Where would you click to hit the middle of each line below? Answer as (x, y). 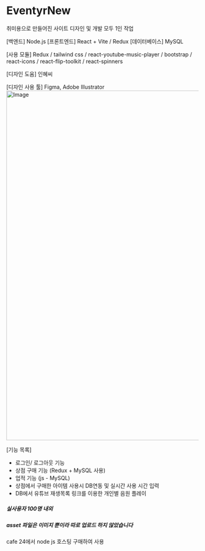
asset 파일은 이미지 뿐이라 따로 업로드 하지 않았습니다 (70, 525)
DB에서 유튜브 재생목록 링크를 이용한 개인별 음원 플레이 (81, 493)
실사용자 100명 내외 (30, 508)
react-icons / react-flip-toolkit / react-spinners (65, 61)
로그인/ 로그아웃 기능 (40, 462)
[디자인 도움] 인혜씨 (30, 73)
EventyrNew (39, 11)
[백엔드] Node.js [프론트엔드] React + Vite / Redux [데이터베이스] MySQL (95, 41)
